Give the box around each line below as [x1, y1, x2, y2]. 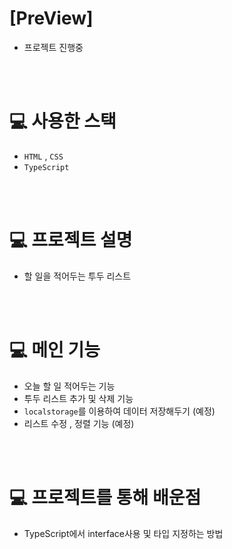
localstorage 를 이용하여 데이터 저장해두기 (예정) [23, 405, 216, 417]
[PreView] [9, 7, 94, 30]
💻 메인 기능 [9, 339, 101, 361]
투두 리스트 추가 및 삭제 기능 [23, 392, 134, 404]
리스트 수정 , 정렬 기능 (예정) [23, 417, 135, 429]
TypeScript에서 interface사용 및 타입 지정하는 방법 [23, 527, 224, 539]
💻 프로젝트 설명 [9, 229, 133, 252]
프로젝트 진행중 [23, 41, 84, 53]
